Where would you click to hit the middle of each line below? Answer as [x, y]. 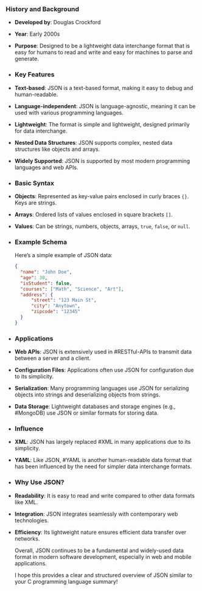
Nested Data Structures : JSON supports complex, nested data [93, 142]
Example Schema [41, 242]
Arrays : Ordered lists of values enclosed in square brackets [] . [93, 214]
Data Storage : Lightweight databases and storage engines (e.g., [95, 407]
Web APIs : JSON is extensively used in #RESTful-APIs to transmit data [103, 352]
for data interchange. [41, 131]
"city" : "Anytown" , [55, 306]
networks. [27, 538]
